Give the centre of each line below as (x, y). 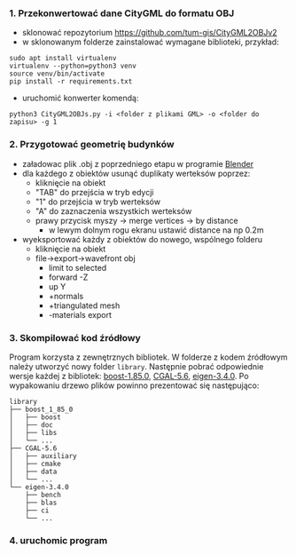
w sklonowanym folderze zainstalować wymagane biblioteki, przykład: (150, 42)
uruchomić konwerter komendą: (80, 98)
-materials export (80, 314)
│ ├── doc (31, 424)
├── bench (43, 495)
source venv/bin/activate (57, 74)
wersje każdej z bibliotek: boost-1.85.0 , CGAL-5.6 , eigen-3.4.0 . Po (129, 376)
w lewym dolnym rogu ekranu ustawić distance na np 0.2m (156, 230)
